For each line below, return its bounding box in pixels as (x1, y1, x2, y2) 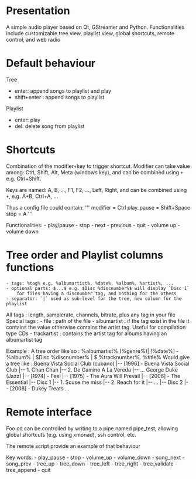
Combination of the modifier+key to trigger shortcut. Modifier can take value (6, 163, 190, 170)
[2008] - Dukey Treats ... (9, 384, 70, 392)
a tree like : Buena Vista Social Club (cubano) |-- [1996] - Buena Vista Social (6, 360, 190, 367)
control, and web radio (6, 36, 61, 43)
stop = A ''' (6, 210, 33, 217)
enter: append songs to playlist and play (14, 87, 112, 95)
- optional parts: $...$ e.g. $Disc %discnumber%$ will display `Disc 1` (6, 285, 190, 291)
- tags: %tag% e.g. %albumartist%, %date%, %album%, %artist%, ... (6, 280, 174, 286)
